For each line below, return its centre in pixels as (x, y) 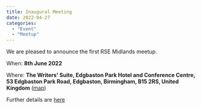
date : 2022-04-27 (28, 18)
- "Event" (24, 29)
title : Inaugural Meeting (39, 12)
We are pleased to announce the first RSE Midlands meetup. (82, 51)
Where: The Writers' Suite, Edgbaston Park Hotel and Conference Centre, (101, 75)
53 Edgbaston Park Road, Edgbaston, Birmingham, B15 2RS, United (93, 82)
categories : (21, 23)
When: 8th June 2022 (34, 64)
